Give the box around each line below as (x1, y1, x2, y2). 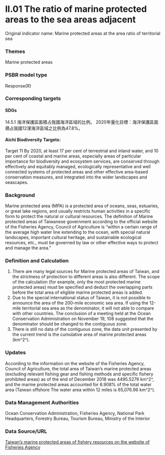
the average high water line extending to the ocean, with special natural (5, 229, 150, 235)
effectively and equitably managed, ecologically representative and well (5, 163, 151, 169)
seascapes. (5, 179, 29, 185)
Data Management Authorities (5, 399, 79, 406)
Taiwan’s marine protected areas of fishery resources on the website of (5, 439, 150, 445)
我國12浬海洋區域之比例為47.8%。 (13, 125, 83, 131)
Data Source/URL (5, 428, 47, 435)
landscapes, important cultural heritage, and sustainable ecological (5, 234, 142, 240)
